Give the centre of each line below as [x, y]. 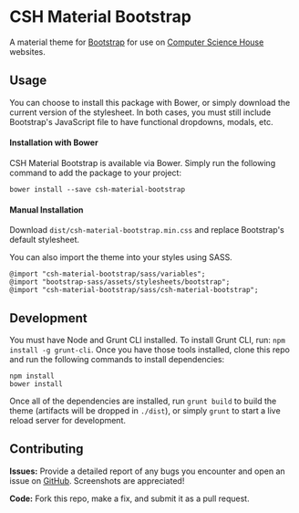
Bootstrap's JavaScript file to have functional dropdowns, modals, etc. [141, 121]
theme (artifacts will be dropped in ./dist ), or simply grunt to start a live [145, 410]
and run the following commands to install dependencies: [117, 359]
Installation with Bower [54, 142]
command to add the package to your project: [96, 173]
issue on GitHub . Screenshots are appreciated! [97, 480]
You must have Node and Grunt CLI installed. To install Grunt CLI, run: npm [147, 340]
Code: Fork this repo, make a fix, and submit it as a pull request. [129, 498]
